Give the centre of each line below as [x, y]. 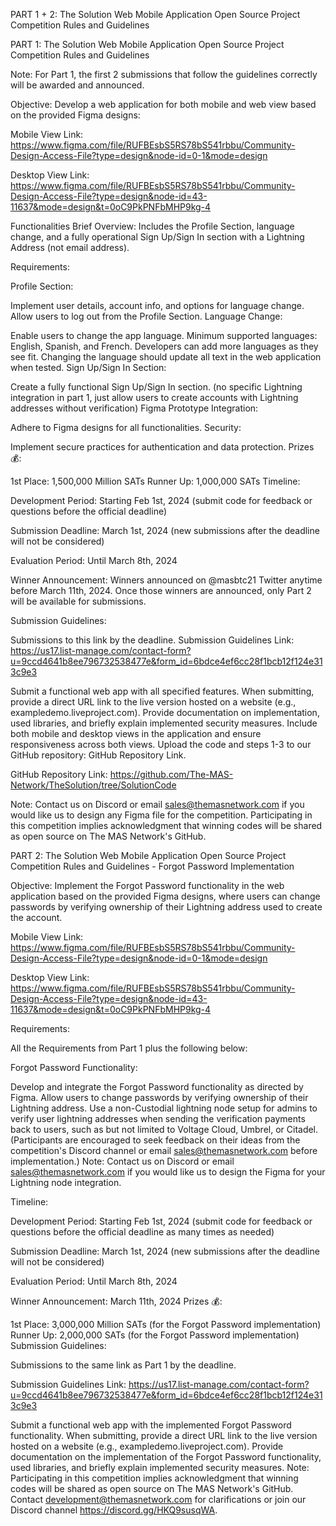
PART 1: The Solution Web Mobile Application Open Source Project [147, 44]
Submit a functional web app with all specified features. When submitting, [162, 691]
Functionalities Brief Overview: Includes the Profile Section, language [152, 226]
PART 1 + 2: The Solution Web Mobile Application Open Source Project [155, 14]
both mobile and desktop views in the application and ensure [136, 733]
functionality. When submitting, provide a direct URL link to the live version [164, 1435]
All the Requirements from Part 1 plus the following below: [129, 1048]
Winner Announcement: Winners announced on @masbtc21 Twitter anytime [166, 580]
